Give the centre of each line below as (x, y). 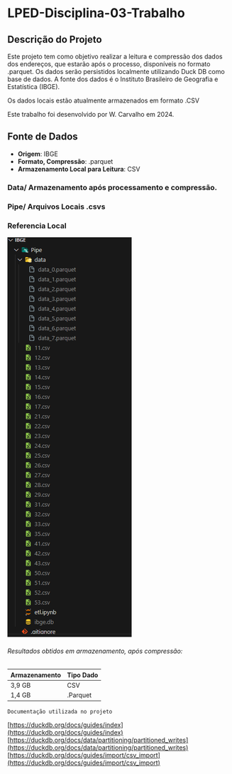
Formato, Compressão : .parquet (65, 161)
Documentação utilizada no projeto (60, 711)
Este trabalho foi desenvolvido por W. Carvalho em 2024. (91, 114)
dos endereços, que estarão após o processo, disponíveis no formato (109, 64)
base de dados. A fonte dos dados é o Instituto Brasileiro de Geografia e (113, 79)
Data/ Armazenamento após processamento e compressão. (112, 187)
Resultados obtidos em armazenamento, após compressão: (95, 651)
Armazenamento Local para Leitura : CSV (79, 169)
